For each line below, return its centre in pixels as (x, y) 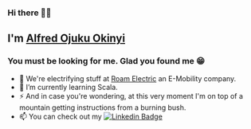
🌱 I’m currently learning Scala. (69, 87)
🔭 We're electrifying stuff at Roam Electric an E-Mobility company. (127, 78)
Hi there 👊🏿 (29, 13)
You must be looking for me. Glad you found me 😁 (106, 61)
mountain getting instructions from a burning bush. (102, 107)
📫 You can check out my (61, 116)
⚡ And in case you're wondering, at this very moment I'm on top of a (131, 96)
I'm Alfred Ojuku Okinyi (66, 39)
